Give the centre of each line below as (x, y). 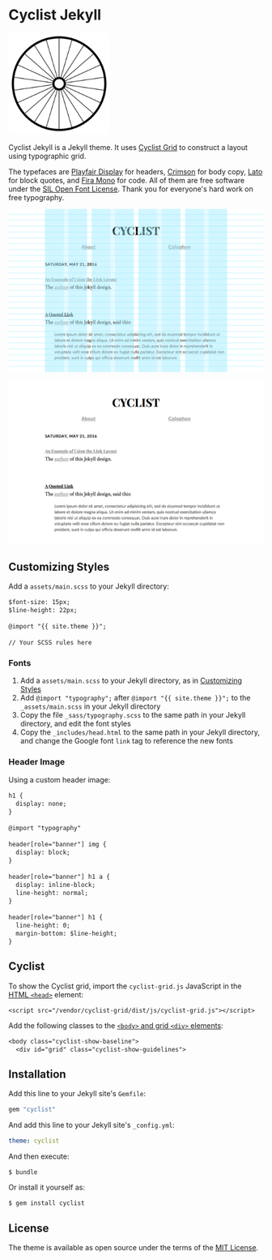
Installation (37, 1074)
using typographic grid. (47, 156)
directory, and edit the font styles (75, 724)
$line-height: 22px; (43, 611)
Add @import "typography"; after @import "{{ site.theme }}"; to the (135, 698)
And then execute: (39, 1156)
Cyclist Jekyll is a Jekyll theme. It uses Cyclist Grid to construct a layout (128, 147)
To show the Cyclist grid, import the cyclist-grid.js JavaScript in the (125, 986)
